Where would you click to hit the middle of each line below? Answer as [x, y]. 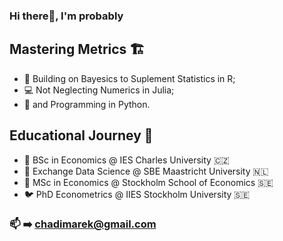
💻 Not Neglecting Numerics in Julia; [99, 90]
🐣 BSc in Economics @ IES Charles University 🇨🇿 [126, 160]
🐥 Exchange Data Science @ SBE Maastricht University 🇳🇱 [146, 171]
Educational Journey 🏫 [81, 135]
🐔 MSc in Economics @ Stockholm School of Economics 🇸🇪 [148, 182]
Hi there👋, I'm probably [66, 16]
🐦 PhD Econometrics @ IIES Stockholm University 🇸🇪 [137, 194]
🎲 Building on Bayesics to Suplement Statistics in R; [129, 78]
